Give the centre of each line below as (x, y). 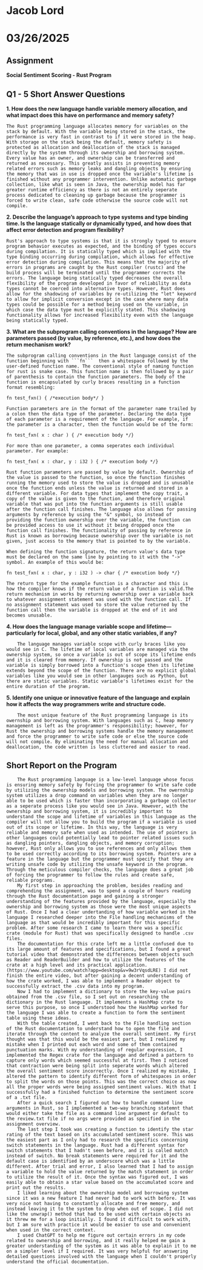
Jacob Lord (35, 11)
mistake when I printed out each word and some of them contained (92, 1044)
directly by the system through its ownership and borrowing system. (96, 153)
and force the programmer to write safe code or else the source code (97, 736)
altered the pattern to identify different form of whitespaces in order (101, 1076)
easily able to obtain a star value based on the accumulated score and (100, 1182)
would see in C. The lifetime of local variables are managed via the (97, 649)
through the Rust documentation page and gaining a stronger (85, 896)
